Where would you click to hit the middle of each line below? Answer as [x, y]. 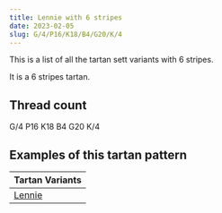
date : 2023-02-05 [42, 26]
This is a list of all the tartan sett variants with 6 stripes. [111, 60]
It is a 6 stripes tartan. [50, 77]
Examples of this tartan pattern [98, 154]
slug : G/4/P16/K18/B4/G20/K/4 [66, 34]
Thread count [48, 105]
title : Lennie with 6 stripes [66, 17]
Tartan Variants [48, 180]
